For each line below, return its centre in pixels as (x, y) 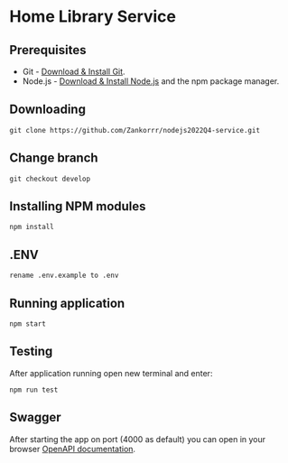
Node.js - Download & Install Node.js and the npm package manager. (151, 81)
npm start (28, 324)
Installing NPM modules (78, 206)
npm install (32, 227)
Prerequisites (48, 50)
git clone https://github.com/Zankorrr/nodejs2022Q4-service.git (135, 130)
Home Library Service (93, 17)
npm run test (34, 390)
